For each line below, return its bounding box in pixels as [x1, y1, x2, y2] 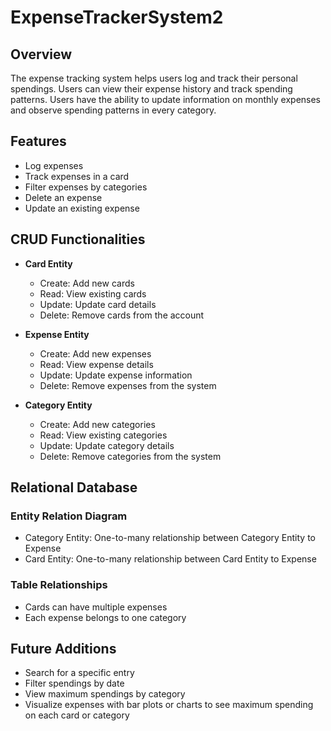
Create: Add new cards [39, 277, 135, 289]
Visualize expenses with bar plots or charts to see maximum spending [24, 699, 314, 711]
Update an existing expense [24, 202, 140, 214]
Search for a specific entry [24, 667, 135, 679]
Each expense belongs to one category [24, 611, 187, 623]
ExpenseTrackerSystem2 [10, 6, 224, 29]
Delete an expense [24, 191, 103, 203]
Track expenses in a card [24, 170, 130, 182]
